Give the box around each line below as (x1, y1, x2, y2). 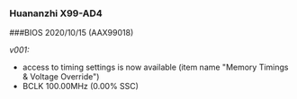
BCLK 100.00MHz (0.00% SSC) (22, 81, 139, 92)
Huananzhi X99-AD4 (9, 7, 103, 20)
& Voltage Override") (22, 71, 100, 82)
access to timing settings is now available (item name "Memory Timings (22, 62, 289, 73)
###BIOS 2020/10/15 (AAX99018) (9, 28, 134, 38)
